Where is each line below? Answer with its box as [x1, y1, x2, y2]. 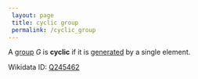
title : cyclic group [11, 19, 79, 27]
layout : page [11, 11, 55, 20]
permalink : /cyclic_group [11, 26, 96, 34]
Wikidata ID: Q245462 [8, 63, 80, 72]
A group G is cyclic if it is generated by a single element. [8, 48, 191, 57]
